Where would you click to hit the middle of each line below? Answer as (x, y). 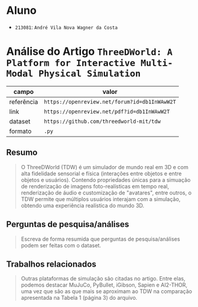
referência (24, 102)
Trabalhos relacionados (51, 264)
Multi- (157, 64)
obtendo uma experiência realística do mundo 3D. (82, 205)
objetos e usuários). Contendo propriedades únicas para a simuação (106, 180)
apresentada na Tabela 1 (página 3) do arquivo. (79, 298)
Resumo (22, 153)
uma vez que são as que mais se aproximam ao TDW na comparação (106, 291)
